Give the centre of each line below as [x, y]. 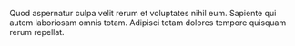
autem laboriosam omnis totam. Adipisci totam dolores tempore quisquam [148, 23]
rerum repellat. [37, 32]
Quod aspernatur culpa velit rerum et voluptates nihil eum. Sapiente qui [143, 13]
